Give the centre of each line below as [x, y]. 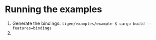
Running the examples [53, 9]
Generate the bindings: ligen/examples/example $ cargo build [78, 23]
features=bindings [32, 28]
